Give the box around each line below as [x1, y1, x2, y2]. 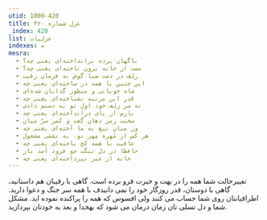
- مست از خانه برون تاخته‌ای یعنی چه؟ [15, 64, 142, 73]
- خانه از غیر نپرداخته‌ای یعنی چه [15, 154, 131, 162]
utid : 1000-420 [8, 11, 60, 20]
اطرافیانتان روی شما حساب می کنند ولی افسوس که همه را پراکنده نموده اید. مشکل [8, 193, 259, 203]
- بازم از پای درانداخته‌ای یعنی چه [15, 110, 135, 118]
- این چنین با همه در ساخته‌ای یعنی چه [15, 79, 146, 87]
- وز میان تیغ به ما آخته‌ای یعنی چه [15, 124, 138, 132]
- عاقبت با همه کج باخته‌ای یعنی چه [15, 139, 135, 147]
